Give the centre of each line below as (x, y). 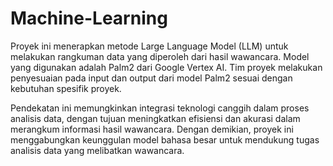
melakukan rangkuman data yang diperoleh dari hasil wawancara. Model (160, 56)
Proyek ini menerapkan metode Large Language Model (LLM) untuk (149, 46)
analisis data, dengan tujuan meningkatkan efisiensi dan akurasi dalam (155, 118)
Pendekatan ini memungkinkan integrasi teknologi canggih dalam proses (160, 108)
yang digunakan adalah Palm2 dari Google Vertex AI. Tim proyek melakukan (166, 67)
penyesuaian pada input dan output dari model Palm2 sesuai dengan (151, 78)
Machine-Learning (89, 18)
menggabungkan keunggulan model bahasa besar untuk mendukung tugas (165, 139)
